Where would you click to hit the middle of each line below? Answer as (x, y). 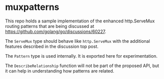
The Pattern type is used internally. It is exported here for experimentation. (82, 56)
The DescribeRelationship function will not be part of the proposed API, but (82, 66)
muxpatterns (32, 7)
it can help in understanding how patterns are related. (60, 71)
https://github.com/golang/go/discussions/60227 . (56, 31)
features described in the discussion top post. (52, 46)
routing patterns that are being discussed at (50, 26)
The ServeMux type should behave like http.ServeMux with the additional (78, 41)
